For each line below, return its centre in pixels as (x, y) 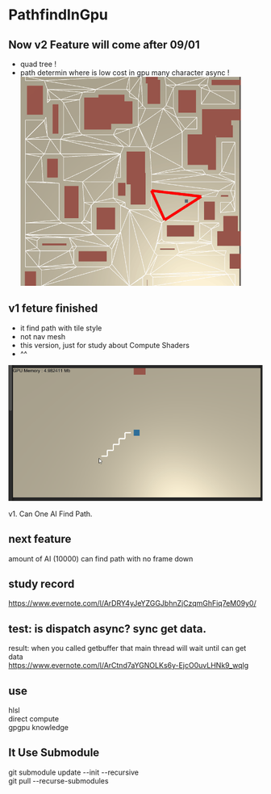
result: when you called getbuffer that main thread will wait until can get (127, 649)
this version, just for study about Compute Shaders (104, 345)
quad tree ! (38, 64)
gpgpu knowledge (38, 728)
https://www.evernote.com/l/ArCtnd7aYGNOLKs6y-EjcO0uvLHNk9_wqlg (128, 666)
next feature (40, 539)
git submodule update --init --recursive (74, 772)
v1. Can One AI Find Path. (50, 514)
